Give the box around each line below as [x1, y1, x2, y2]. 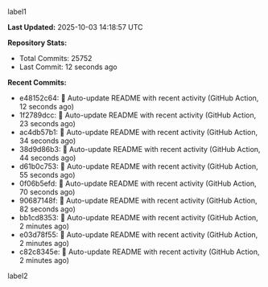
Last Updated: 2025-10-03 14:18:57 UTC [7, 23, 143, 31]
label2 [7, 271, 28, 281]
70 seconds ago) [19, 187, 76, 196]
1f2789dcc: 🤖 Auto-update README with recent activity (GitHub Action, [19, 110, 257, 120]
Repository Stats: [7, 38, 68, 47]
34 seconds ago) [19, 136, 76, 146]
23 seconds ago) [19, 119, 76, 128]
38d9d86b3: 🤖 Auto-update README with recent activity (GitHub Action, [19, 145, 261, 154]
